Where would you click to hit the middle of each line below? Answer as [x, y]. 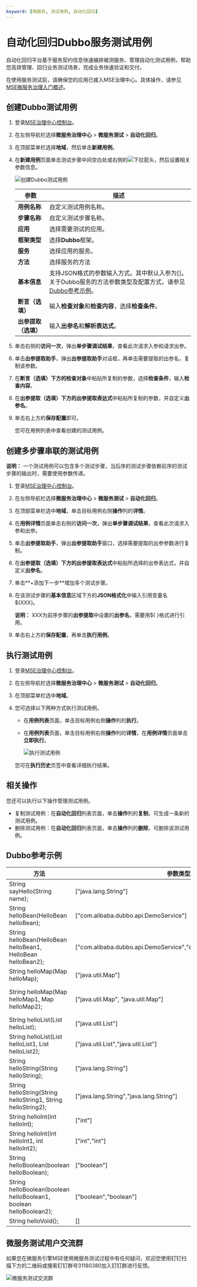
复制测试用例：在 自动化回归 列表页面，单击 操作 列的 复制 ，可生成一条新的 [102, 813]
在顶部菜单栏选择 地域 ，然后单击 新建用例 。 [66, 147]
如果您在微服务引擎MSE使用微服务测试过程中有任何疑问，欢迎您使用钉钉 [94, 1258]
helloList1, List [29, 1044]
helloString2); [28, 1107]
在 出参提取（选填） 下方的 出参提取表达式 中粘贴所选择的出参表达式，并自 [102, 563]
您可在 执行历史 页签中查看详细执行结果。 [63, 765]
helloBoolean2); [31, 1211]
